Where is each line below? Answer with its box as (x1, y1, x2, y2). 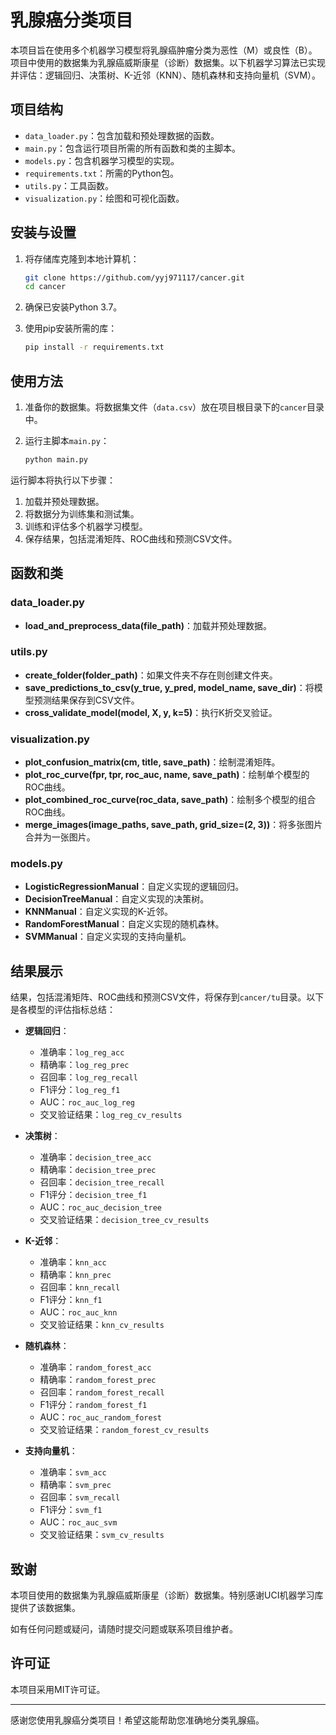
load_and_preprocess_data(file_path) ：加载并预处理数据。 (24, 619, 273, 631)
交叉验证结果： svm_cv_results (39, 1529, 165, 1541)
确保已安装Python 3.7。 (24, 301, 123, 313)
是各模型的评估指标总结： (10, 1004, 116, 1016)
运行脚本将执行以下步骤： (10, 474, 116, 486)
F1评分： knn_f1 (39, 1294, 103, 1306)
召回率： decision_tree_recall (39, 1176, 165, 1188)
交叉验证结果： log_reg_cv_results (39, 1109, 183, 1121)
